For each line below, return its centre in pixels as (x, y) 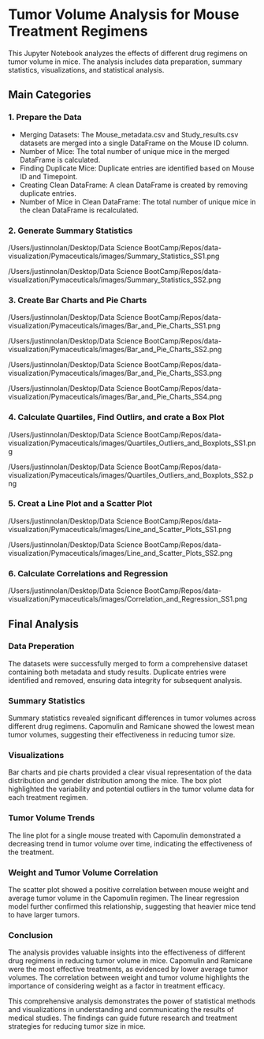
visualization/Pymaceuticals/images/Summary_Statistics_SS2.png (115, 279)
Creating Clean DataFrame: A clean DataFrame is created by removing (134, 185)
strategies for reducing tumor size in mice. (77, 1026)
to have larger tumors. (44, 914)
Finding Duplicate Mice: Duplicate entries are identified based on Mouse (137, 168)
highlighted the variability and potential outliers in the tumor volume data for (131, 789)
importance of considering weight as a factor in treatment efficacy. (117, 986)
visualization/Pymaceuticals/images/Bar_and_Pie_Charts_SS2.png (115, 350)
